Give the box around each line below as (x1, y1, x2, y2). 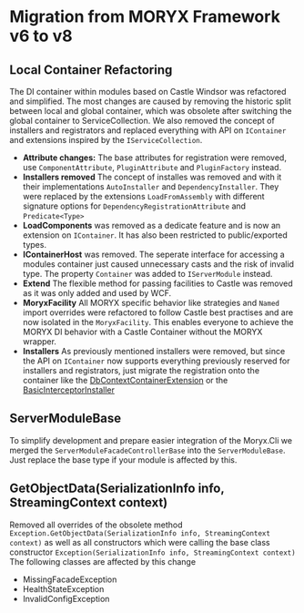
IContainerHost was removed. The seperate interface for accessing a (22, 249, 285, 260)
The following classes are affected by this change (9, 556, 197, 567)
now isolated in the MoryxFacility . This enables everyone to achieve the (22, 317, 294, 327)
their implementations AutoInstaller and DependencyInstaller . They (22, 181, 279, 192)
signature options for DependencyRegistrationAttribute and (22, 200, 247, 211)
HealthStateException (22, 583, 105, 594)
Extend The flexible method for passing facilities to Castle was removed (22, 278, 293, 289)
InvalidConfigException (22, 593, 110, 604)
